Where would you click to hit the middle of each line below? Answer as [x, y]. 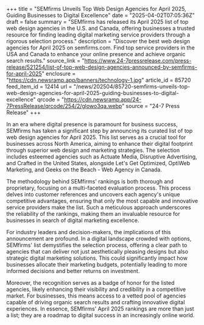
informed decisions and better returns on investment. [73, 271]
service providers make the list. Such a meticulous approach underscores [99, 207]
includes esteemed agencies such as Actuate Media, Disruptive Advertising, [102, 157]
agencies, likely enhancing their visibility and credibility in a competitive [96, 289]
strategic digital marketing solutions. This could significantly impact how [97, 258]
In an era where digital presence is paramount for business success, [92, 124]
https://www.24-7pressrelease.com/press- [138, 61]
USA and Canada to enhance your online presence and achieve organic [96, 54]
